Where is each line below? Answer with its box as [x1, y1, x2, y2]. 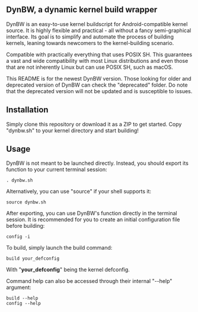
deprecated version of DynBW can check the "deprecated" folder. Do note [6, 81, 188, 88]
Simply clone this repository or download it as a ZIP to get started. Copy [6, 120, 182, 128]
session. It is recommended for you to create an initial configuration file [6, 216, 180, 223]
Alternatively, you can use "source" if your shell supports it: [6, 188, 152, 195]
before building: [6, 222, 45, 230]
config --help [6, 301, 41, 307]
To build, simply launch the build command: [6, 244, 113, 251]
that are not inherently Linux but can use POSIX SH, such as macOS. [6, 63, 173, 71]
